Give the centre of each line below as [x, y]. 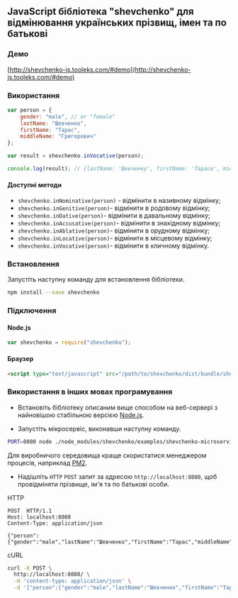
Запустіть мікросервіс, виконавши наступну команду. [99, 428]
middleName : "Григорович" [58, 137]
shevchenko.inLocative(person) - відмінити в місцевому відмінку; [115, 238]
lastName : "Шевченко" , [53, 123]
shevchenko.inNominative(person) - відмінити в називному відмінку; [119, 201]
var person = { [30, 110]
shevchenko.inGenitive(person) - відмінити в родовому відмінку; [114, 208]
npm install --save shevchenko [53, 293]
